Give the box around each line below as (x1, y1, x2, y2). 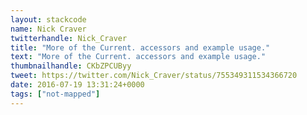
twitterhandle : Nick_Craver (10, 33, 128, 43)
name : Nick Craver (10, 24, 87, 34)
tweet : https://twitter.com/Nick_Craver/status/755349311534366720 (10, 71, 298, 81)
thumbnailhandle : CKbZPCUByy (10, 61, 132, 71)
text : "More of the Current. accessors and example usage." (10, 52, 267, 62)
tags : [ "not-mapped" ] (10, 89, 101, 99)
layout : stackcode (10, 14, 87, 25)
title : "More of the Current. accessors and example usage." (10, 42, 271, 53)
